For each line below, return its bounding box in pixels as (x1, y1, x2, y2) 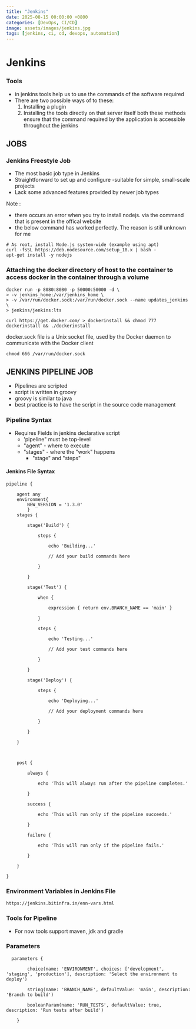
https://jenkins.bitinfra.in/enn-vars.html (6, 900, 115, 906)
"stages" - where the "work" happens (23, 448, 115, 455)
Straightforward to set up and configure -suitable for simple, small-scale (14, 176, 190, 183)
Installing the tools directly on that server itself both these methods (23, 109, 187, 116)
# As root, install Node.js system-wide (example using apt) (6, 242, 160, 248)
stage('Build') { (27, 522, 69, 528)
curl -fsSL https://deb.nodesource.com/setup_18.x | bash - (6, 247, 157, 253)
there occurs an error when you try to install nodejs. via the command (14, 212, 184, 219)
